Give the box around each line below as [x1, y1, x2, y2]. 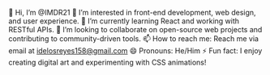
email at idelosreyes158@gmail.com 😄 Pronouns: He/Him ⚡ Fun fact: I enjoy [8, 46, 263, 56]
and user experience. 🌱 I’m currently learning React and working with [8, 16, 240, 26]
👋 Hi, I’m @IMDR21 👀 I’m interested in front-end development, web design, [8, 8, 257, 17]
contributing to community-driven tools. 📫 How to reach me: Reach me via [8, 34, 259, 44]
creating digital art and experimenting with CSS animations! [8, 57, 207, 67]
